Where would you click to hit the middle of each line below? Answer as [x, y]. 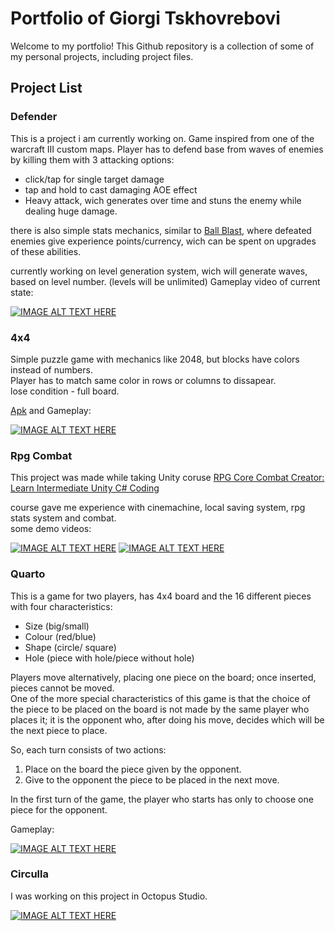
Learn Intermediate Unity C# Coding [85, 488]
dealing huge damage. [71, 211]
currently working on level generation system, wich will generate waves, [159, 271]
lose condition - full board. [65, 391]
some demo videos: [51, 529]
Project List [46, 88]
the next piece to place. [59, 730]
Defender [34, 117]
